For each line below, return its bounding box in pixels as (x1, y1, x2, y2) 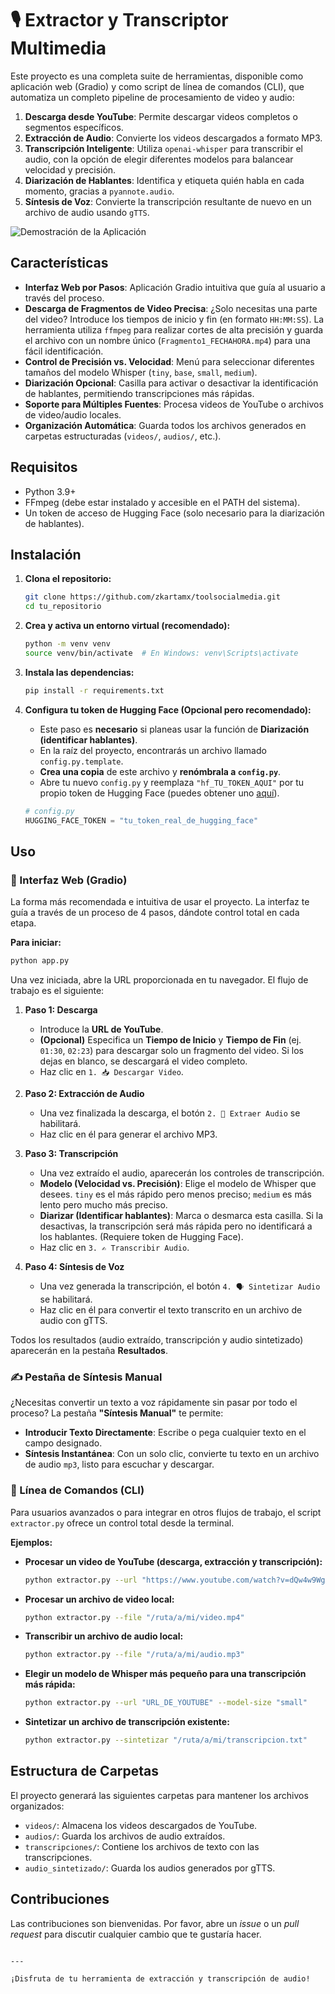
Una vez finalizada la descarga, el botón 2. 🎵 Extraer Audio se (39, 1107, 301, 1119)
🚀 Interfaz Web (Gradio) (10, 873, 128, 887)
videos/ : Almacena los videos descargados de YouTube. (24, 1819, 258, 1831)
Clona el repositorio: (24, 573, 112, 585)
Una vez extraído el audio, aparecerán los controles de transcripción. (39, 1167, 325, 1179)
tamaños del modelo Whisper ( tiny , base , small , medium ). (24, 366, 258, 378)
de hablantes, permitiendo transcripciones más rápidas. (24, 387, 255, 399)
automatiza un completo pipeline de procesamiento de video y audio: (10, 91, 295, 103)
